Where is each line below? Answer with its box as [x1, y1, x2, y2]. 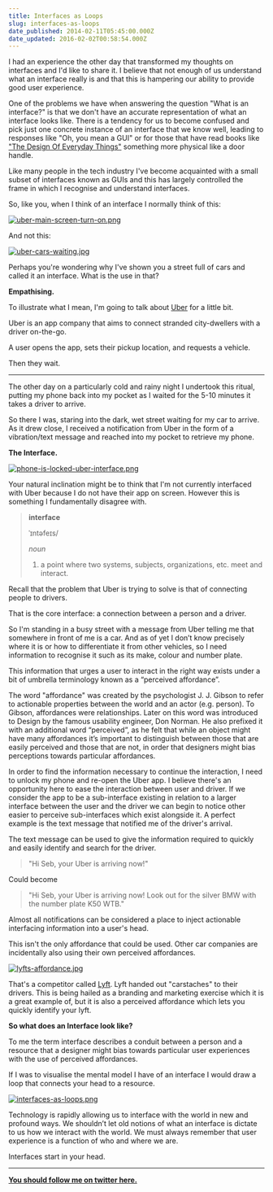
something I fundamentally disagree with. [8, 497, 147, 507]
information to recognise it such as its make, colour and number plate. [8, 650, 243, 660]
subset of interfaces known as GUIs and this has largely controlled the [8, 175, 244, 185]
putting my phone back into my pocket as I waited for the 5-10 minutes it [8, 391, 251, 400]
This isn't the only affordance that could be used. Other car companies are [8, 939, 258, 949]
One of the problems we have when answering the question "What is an [8, 98, 249, 108]
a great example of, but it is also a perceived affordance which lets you [8, 997, 245, 1006]
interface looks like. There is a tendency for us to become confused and [8, 116, 249, 126]
